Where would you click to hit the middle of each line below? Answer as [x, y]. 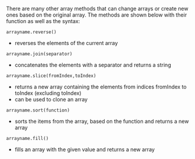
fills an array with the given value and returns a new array [84, 150]
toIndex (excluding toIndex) [48, 93]
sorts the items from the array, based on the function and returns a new [102, 121]
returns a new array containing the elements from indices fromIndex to [101, 87]
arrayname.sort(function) [38, 110]
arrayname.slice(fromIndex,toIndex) [51, 76]
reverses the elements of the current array [66, 43]
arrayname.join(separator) [39, 54]
